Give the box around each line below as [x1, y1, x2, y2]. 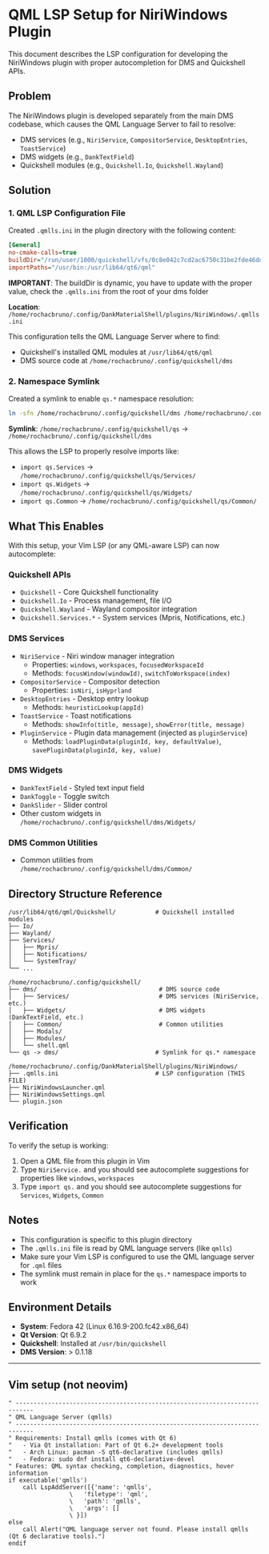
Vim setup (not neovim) [8, 1378, 129, 1391]
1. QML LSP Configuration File [8, 208, 126, 219]
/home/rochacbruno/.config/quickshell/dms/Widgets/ [19, 818, 196, 826]
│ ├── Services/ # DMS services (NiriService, [8, 992, 260, 1000]
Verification [8, 1120, 69, 1133]
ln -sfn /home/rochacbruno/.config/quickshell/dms [8, 410, 181, 418]
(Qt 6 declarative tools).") [8, 1532, 106, 1540]
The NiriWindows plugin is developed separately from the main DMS [8, 111, 234, 120]
